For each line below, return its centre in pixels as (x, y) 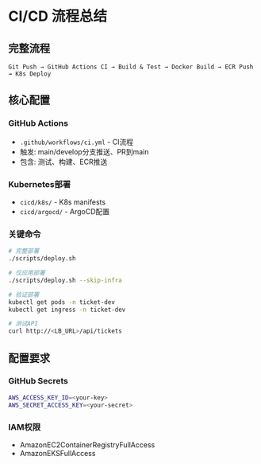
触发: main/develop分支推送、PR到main (84, 151)
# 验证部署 (24, 294)
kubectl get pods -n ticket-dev (61, 302)
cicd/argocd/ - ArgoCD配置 (65, 211)
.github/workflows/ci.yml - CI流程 (76, 142)
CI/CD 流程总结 (58, 16)
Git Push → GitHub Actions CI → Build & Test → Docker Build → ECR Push (131, 67)
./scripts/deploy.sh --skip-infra (65, 280)
